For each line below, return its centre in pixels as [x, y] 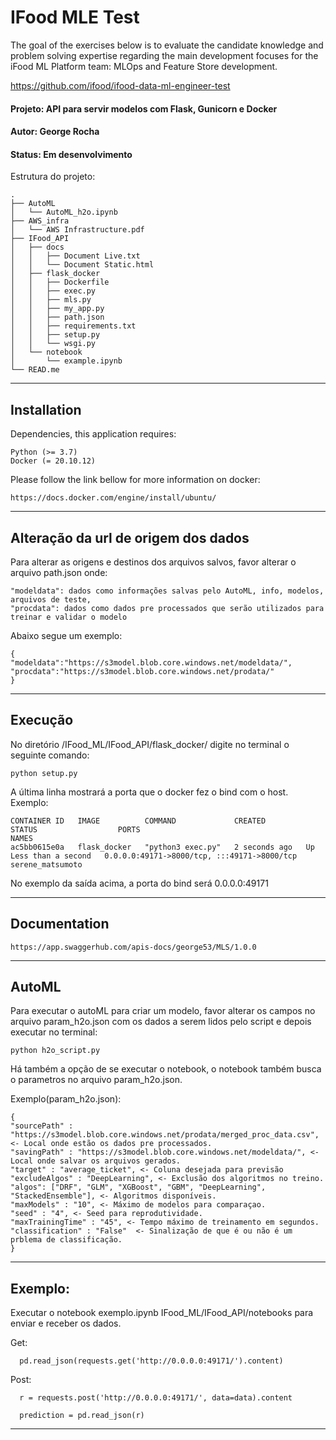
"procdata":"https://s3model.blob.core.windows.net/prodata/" [142, 671]
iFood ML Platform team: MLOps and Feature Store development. [144, 66]
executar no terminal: [54, 1032]
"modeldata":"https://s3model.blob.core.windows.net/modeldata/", [151, 662]
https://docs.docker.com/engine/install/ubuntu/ [113, 498]
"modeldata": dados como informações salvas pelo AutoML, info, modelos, [167, 591]
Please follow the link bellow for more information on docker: [135, 480]
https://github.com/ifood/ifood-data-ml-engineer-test [120, 85]
